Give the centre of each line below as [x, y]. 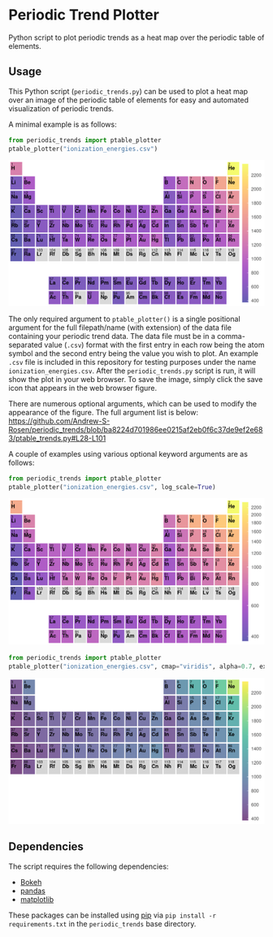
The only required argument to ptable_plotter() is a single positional [125, 319]
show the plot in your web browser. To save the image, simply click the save [136, 380]
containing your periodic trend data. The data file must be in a [112, 336]
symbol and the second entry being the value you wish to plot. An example [133, 354]
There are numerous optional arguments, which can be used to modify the [133, 404]
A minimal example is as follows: [63, 124]
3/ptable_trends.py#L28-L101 [57, 438]
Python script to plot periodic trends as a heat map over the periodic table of [136, 37]
